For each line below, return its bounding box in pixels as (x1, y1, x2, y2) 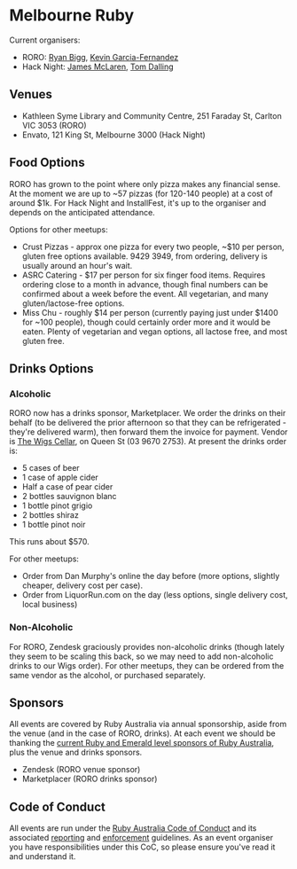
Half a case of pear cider (21, 481, 113, 492)
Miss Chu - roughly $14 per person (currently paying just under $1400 (21, 307, 278, 317)
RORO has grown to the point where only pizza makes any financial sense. (9, 178, 281, 189)
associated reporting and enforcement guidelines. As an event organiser (9, 833, 273, 843)
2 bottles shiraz (21, 510, 80, 521)
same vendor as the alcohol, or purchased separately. (9, 669, 206, 680)
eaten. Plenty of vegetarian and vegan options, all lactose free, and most (21, 325, 288, 337)
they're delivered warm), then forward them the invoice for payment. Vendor (9, 427, 288, 437)
